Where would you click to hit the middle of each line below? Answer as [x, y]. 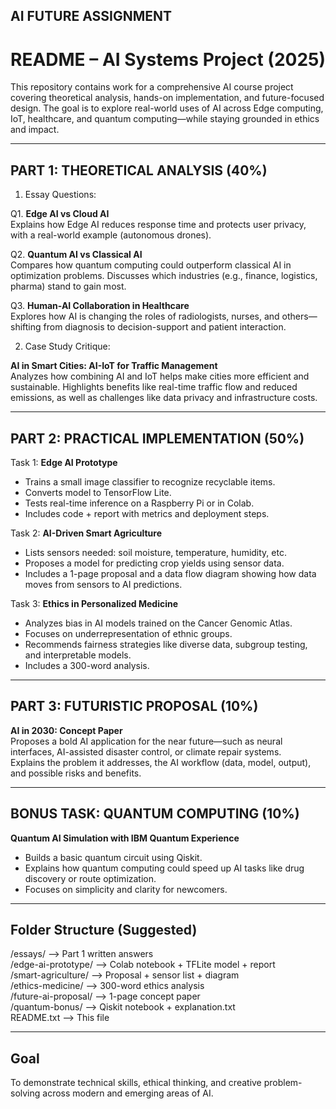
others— [299, 316]
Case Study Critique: [67, 346]
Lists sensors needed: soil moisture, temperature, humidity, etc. [155, 552]
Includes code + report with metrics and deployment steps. [147, 513]
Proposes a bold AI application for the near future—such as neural [146, 741]
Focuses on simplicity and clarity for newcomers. [126, 889]
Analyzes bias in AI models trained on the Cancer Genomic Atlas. [158, 623]
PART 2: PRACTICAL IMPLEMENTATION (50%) [157, 438]
